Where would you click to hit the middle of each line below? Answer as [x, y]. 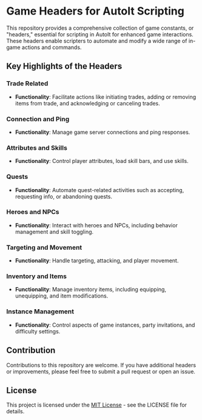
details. [15, 412]
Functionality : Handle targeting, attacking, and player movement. [97, 261]
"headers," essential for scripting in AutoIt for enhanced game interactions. [100, 34]
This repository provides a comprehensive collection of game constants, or [100, 28]
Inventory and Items [36, 276]
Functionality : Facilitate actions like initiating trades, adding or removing [106, 97]
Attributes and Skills [37, 148]
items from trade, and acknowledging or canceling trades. [88, 103]
